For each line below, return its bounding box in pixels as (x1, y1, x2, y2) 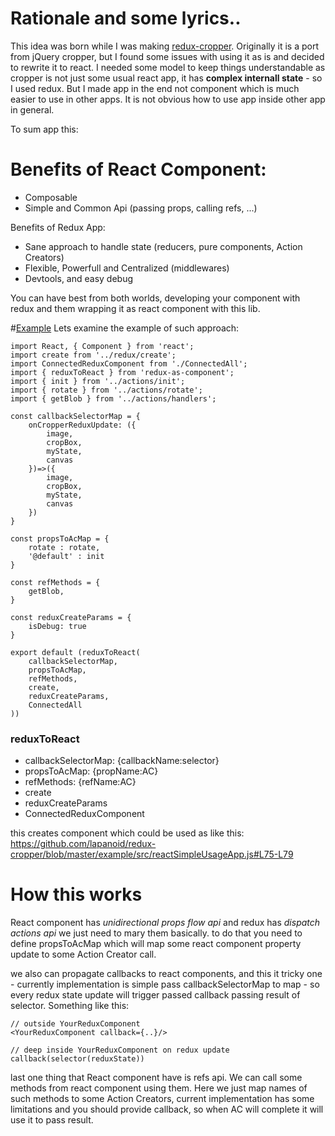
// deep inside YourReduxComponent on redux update (10, 1045, 230, 1056)
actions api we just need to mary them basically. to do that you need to (10, 927, 303, 939)
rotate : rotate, (28, 542, 101, 552)
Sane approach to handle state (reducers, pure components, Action (24, 240, 303, 252)
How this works (10, 883, 143, 906)
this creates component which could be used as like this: (10, 827, 245, 839)
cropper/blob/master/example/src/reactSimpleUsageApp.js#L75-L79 (10, 848, 294, 861)
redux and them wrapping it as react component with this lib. (10, 302, 261, 314)
